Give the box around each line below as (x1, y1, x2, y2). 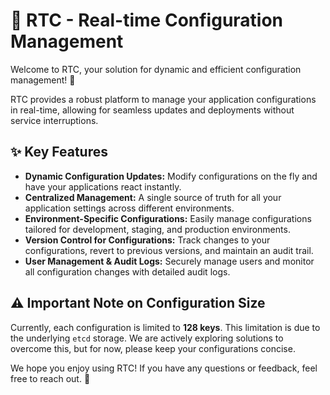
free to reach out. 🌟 (10, 372, 91, 384)
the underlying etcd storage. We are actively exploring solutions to (10, 332, 284, 344)
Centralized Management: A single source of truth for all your (24, 191, 282, 203)
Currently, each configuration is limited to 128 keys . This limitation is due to (10, 321, 321, 333)
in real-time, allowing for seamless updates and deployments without (10, 104, 295, 116)
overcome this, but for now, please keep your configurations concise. (10, 342, 296, 354)
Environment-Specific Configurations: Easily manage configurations (24, 212, 312, 224)
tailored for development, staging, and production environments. (24, 223, 291, 235)
